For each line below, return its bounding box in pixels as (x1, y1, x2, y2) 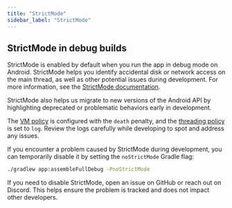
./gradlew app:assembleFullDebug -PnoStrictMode (7, 166, 150, 173)
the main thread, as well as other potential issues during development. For (7, 76, 218, 84)
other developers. (7, 193, 58, 202)
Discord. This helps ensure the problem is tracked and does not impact (7, 186, 210, 194)
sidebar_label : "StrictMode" (7, 17, 91, 24)
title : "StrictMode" (7, 10, 67, 17)
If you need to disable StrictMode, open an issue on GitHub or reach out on (7, 178, 222, 187)
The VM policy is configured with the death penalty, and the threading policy (7, 117, 225, 125)
